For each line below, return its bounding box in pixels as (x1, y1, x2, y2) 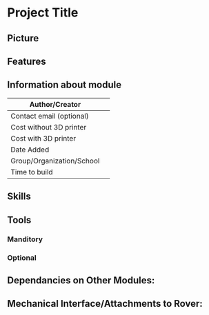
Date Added (10, 145, 50, 154)
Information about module (7, 79, 122, 91)
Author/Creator (29, 99, 81, 109)
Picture (7, 32, 39, 44)
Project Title (7, 5, 79, 21)
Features (7, 55, 46, 67)
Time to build (10, 167, 53, 176)
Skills (7, 191, 31, 203)
